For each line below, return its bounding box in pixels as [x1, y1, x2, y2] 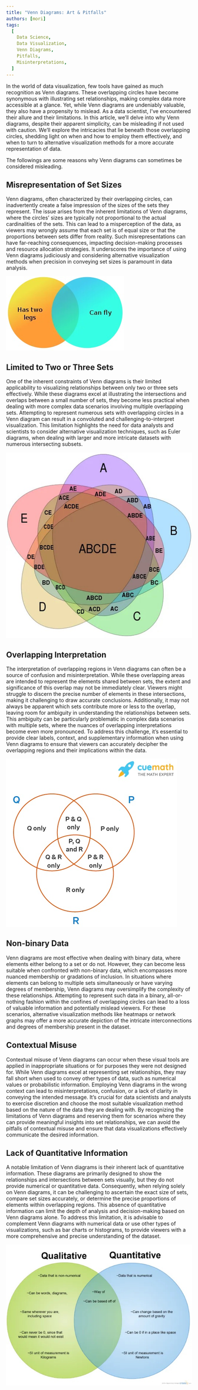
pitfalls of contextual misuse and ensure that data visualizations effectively [6, 1125, 187, 1132]
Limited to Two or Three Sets [6, 362, 114, 372]
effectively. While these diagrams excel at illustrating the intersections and [6, 390, 187, 397]
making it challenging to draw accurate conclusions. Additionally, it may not [6, 696, 190, 704]
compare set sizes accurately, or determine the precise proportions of [6, 1195, 176, 1202]
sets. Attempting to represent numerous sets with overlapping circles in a [6, 409, 184, 416]
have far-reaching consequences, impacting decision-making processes [6, 239, 183, 247]
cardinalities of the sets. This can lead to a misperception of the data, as [6, 221, 181, 228]
